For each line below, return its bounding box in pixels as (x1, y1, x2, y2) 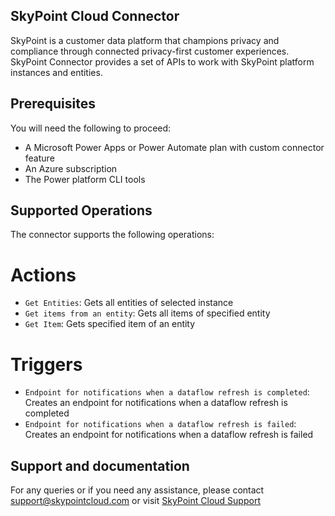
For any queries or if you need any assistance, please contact (10, 484, 265, 496)
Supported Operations (10, 202, 153, 219)
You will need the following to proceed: (10, 122, 172, 134)
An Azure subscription (24, 162, 118, 174)
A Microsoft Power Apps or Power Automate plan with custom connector (24, 141, 325, 153)
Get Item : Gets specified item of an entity (24, 318, 196, 330)
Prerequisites (10, 95, 96, 113)
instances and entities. (10, 66, 103, 78)
